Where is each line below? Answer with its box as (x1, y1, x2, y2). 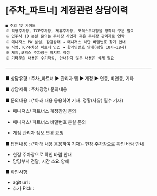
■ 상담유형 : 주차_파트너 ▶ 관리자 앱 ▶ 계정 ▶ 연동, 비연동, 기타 (5, 75, 134, 81)
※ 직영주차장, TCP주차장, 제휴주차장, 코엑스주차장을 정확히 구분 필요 (5, 28, 134, 33)
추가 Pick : (12, 185, 34, 191)
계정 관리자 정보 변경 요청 (12, 129, 64, 136)
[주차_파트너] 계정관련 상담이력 (5, 5, 128, 16)
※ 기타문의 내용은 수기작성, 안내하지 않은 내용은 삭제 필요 (5, 55, 114, 61)
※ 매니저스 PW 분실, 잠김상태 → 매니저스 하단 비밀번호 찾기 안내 (5, 39, 126, 44)
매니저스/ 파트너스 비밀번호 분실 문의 (12, 119, 86, 125)
